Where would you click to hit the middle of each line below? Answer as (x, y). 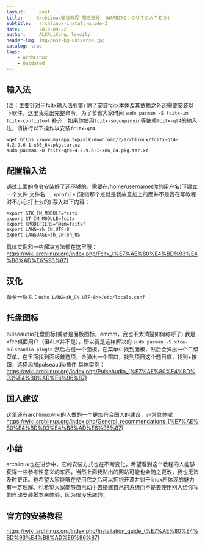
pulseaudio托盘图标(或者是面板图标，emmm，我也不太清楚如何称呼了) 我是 (101, 334)
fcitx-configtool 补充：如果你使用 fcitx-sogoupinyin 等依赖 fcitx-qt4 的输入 (102, 120)
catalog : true (24, 46)
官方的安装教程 (34, 516)
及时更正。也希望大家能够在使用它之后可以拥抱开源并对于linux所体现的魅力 (100, 480)
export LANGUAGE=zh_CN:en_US (43, 235)
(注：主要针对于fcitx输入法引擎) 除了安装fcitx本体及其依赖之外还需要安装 (97, 105)
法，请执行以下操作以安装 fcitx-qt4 (51, 128)
